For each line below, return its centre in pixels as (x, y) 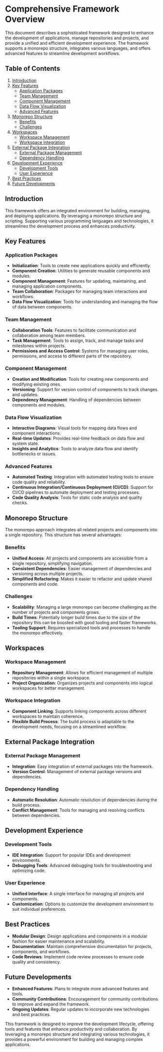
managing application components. (47, 286)
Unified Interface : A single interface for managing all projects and (78, 893)
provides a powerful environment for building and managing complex (74, 1039)
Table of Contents (33, 69)
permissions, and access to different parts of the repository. (72, 356)
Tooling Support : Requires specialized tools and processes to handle (81, 628)
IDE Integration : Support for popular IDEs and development (71, 855)
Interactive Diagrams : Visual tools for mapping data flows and (74, 428)
